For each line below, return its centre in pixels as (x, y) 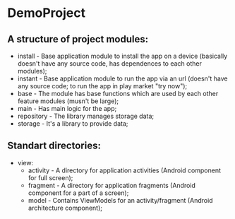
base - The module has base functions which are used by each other (118, 94)
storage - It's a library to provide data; (73, 124)
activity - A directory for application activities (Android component (124, 170)
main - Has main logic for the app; (67, 108)
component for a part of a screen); (78, 193)
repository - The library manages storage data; (85, 116)
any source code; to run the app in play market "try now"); (102, 86)
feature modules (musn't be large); (68, 101)
